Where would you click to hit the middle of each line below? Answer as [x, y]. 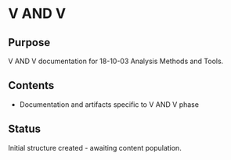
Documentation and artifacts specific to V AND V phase [109, 104]
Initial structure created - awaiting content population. [95, 148]
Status [25, 129]
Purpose [29, 43]
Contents [31, 85]
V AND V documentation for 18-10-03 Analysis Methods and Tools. [116, 61]
